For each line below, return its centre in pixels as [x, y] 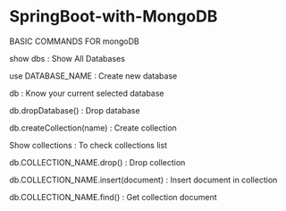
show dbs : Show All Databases [67, 58]
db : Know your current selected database [87, 93]
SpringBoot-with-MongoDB [114, 17]
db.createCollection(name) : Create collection [93, 128]
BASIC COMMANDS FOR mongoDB [75, 41]
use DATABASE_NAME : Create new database [93, 76]
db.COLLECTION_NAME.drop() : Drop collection [97, 162]
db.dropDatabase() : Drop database [75, 110]
